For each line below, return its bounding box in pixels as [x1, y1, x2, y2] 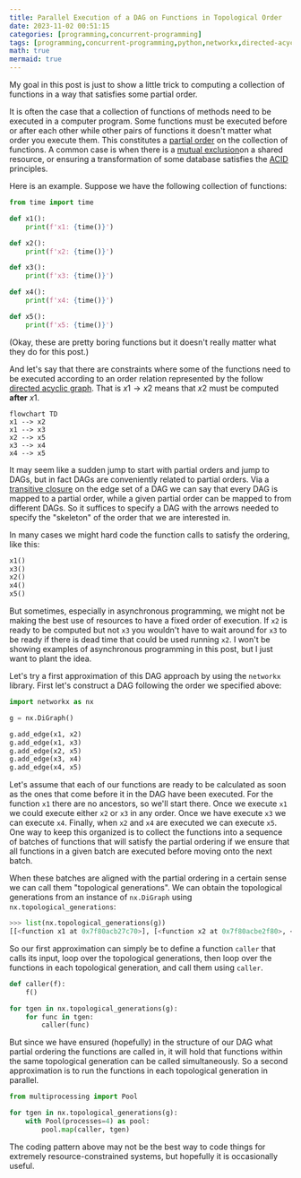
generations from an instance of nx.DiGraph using [9, 892, 193, 903]
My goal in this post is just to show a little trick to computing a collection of [9, 80, 285, 90]
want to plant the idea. [9, 653, 92, 664]
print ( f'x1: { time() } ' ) [25, 222, 115, 231]
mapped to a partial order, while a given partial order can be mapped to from [9, 493, 292, 503]
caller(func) [41, 1020, 90, 1030]
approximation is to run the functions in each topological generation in [9, 1065, 269, 1076]
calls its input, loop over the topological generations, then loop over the [9, 952, 272, 963]
